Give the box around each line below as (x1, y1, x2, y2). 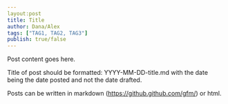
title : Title (7, 17, 45, 24)
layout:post (7, 10, 41, 17)
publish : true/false (7, 36, 67, 43)
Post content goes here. (7, 55, 76, 63)
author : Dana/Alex (7, 23, 60, 30)
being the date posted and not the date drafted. (7, 76, 142, 84)
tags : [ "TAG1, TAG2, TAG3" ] (7, 29, 88, 37)
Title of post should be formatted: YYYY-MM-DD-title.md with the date (7, 69, 209, 77)
